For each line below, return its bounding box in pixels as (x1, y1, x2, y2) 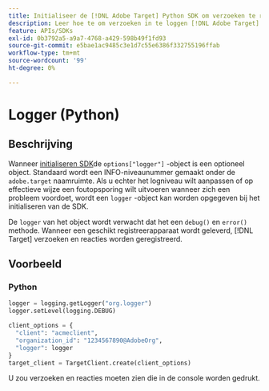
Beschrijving (8, 137, 74, 151)
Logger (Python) (8, 105, 120, 124)
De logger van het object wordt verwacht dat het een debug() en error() (8, 217, 248, 226)
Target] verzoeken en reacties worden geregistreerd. (8, 234, 183, 243)
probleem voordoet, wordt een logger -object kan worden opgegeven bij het (8, 193, 260, 202)
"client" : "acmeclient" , (15, 329, 98, 337)
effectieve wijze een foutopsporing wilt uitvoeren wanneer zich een (8, 184, 231, 193)
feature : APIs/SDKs (8, 26, 74, 35)
